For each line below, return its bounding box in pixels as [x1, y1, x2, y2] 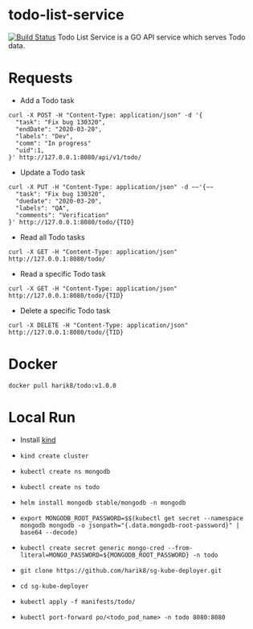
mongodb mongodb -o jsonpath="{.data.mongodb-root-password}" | [19, 521, 240, 529]
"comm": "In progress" [15, 139, 92, 147]
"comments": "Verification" [15, 211, 110, 219]
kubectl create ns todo [19, 483, 100, 491]
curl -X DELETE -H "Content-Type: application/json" [8, 321, 189, 329]
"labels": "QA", [15, 203, 70, 212]
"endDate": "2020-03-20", [15, 125, 103, 134]
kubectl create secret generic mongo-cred [19, 544, 165, 552]
